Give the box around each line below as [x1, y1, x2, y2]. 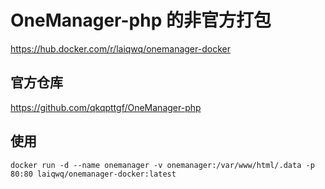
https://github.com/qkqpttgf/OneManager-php [10, 101, 202, 113]
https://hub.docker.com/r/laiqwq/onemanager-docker [10, 42, 231, 55]
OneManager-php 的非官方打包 [10, 9, 272, 32]
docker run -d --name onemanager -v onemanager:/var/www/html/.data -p [10, 160, 315, 170]
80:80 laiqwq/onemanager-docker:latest [10, 169, 177, 179]
